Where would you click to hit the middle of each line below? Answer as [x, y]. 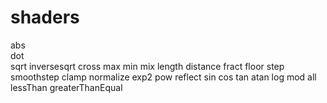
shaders [45, 17]
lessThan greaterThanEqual [66, 87]
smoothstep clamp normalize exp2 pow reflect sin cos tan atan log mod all [163, 77]
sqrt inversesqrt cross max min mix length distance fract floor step [147, 66]
